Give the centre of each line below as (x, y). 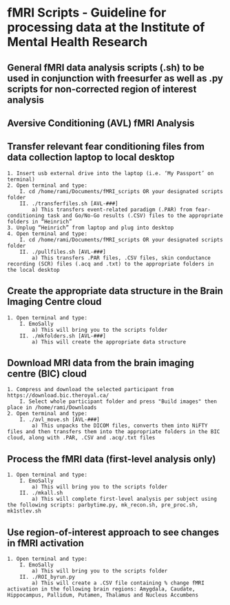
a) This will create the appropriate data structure (109, 342)
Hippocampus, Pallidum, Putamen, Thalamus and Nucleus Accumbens (103, 595)
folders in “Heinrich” (40, 221)
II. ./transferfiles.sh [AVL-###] (69, 204)
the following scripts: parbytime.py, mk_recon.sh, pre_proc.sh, (103, 505)
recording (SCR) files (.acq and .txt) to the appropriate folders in (111, 264)
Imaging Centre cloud (54, 302)
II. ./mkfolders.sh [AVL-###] (63, 336)
